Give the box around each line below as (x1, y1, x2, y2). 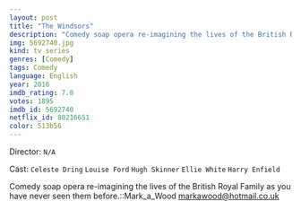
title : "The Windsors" (9, 22, 94, 31)
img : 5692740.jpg (9, 38, 74, 48)
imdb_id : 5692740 (9, 105, 74, 114)
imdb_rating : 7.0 (9, 88, 74, 97)
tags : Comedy (9, 64, 58, 73)
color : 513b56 (9, 122, 63, 131)
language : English (9, 72, 78, 81)
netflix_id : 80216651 (9, 113, 90, 122)
